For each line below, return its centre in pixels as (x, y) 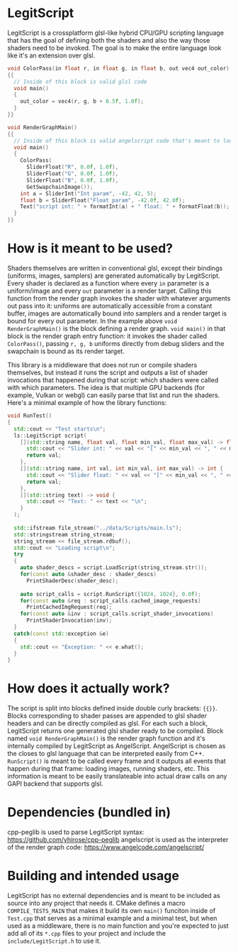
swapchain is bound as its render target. (66, 351)
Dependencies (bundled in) (89, 812)
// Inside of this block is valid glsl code (80, 82)
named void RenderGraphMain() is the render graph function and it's (106, 739)
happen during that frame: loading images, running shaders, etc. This (109, 769)
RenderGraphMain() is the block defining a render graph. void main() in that (117, 329)
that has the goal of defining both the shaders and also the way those (109, 40)
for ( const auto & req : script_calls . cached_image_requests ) (110, 601)
